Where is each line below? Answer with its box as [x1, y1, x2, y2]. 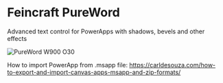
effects [7, 34, 27, 42]
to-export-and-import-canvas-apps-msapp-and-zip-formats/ [7, 68, 181, 76]
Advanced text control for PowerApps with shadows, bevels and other [7, 27, 205, 35]
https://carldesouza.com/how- [129, 61, 216, 69]
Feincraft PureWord [7, 5, 120, 20]
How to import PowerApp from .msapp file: [7, 61, 128, 69]
